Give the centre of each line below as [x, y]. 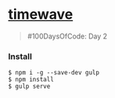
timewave [41, 15]
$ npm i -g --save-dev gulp [54, 73]
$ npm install [31, 80]
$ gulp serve [29, 87]
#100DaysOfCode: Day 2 [67, 36]
